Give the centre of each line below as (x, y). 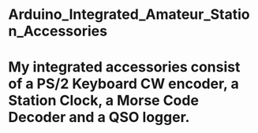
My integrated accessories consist (124, 67)
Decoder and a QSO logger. (99, 118)
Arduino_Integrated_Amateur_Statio (129, 15)
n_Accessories (58, 31)
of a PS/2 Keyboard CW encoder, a (123, 84)
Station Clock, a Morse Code (104, 101)
